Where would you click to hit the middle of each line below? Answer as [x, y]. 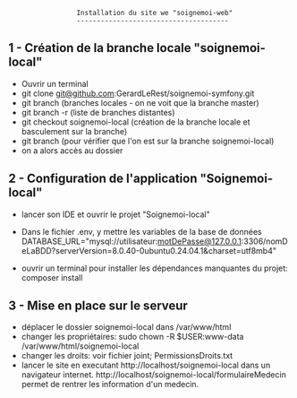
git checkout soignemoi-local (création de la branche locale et [136, 122]
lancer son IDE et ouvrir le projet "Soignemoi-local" [116, 214]
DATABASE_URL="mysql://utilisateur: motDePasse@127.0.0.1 [132, 241]
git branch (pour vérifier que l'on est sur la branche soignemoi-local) [148, 141]
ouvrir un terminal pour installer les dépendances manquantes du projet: [154, 268]
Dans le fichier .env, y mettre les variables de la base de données [141, 231]
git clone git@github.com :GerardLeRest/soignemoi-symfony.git [138, 93]
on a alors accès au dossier [72, 150]
